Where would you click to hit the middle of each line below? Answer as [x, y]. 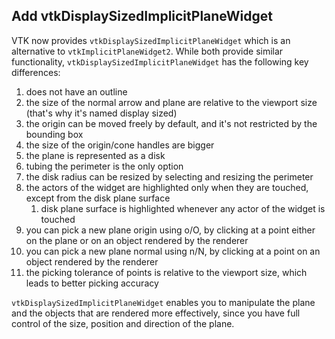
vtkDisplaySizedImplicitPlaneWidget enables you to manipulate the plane [163, 302]
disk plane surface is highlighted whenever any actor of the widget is [183, 208]
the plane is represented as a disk [95, 155]
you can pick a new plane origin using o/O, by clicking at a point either [170, 230]
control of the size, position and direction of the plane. [123, 323]
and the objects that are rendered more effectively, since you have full [156, 313]
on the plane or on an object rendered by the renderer [137, 240]
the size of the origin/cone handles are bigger [120, 145]
